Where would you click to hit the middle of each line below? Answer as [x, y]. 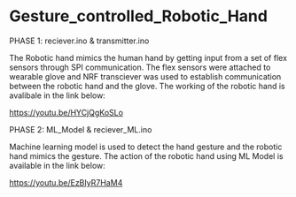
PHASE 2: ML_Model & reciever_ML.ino [81, 129]
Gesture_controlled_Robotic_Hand [139, 16]
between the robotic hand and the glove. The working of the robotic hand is [147, 86]
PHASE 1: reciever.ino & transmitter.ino [79, 41]
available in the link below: [58, 165]
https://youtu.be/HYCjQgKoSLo [66, 112]
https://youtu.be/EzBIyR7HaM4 [66, 182]
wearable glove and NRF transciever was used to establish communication [145, 76]
